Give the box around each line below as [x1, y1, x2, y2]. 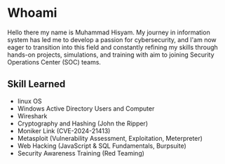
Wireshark [17, 111, 48, 120]
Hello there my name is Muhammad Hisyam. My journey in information [7, 28, 210, 36]
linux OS [17, 97, 42, 105]
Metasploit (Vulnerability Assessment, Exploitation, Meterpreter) [17, 134, 203, 142]
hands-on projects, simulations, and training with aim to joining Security [7, 50, 214, 59]
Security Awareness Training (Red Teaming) [17, 149, 145, 157]
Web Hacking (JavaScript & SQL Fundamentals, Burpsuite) [17, 142, 187, 150]
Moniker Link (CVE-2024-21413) [17, 126, 111, 135]
